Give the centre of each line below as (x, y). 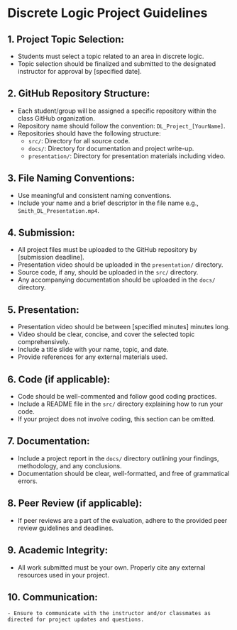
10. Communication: (53, 597)
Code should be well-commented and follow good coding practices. (117, 397)
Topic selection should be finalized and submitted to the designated (117, 64)
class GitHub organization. (56, 118)
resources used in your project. (64, 575)
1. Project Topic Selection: (66, 39)
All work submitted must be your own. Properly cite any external (111, 567)
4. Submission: (41, 233)
